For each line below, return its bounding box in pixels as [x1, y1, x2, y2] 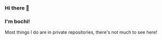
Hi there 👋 [5, 4, 30, 11]
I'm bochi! [5, 17, 30, 24]
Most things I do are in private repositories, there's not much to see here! [5, 29, 157, 35]
